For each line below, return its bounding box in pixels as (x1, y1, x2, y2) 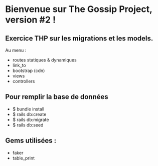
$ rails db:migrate (12, 116, 49, 122)
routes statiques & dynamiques (12, 57, 77, 63)
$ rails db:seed (12, 121, 44, 128)
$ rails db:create (12, 111, 47, 117)
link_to (12, 62, 26, 68)
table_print (12, 155, 35, 161)
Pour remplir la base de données (5, 92, 109, 101)
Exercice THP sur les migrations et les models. (5, 34, 153, 42)
